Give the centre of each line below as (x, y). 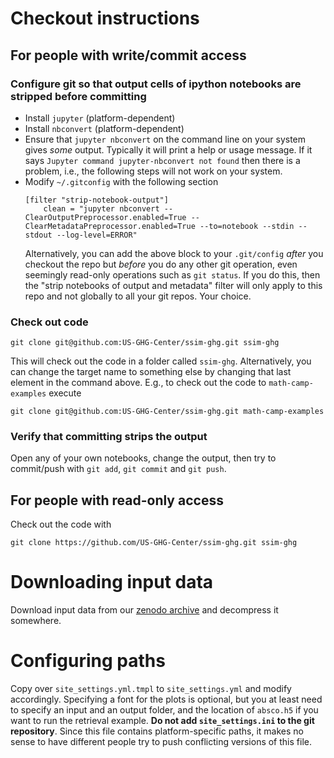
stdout (38, 235)
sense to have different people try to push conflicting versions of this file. (161, 742)
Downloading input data (112, 582)
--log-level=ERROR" (97, 235)
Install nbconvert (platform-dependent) (104, 128)
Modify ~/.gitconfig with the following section (121, 181)
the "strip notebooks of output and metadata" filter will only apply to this (173, 285)
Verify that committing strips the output (109, 437)
